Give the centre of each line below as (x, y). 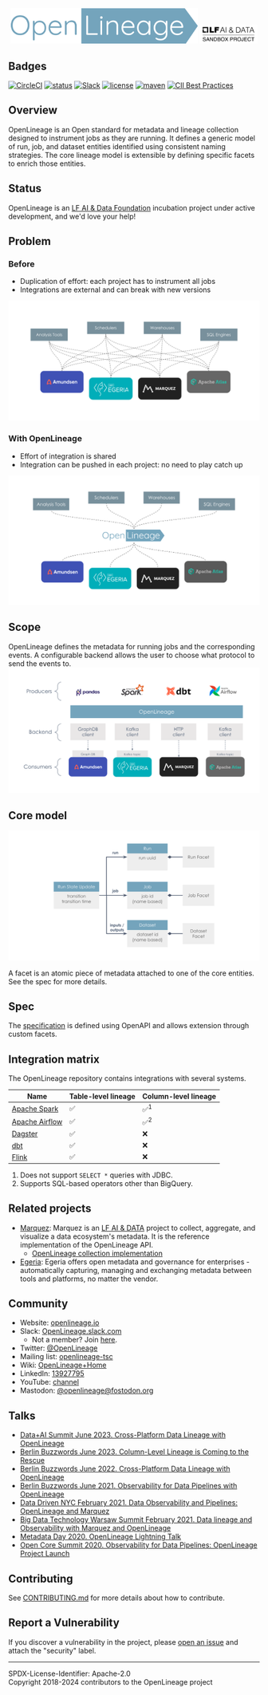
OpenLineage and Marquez (65, 1512)
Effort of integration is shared (68, 456)
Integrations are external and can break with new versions (115, 290)
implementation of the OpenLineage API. (87, 1244)
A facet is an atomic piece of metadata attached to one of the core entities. (132, 973)
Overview (33, 110)
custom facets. (33, 1034)
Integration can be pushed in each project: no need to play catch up (131, 464)
